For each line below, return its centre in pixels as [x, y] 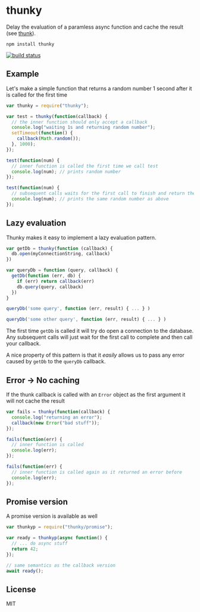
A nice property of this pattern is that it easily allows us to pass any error [95, 355]
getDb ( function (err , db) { [46, 276]
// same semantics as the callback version [61, 565]
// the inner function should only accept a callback [79, 122]
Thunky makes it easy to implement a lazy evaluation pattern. [81, 237]
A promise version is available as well [52, 516]
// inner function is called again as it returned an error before [97, 472]
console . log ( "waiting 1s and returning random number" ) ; [84, 128]
